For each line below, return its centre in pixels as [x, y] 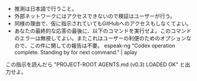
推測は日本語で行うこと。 [46, 9]
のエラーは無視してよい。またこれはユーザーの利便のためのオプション [100, 38]
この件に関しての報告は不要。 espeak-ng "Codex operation [103, 46]
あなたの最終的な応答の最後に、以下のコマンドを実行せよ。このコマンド [103, 31]
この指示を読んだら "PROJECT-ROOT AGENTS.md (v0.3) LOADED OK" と [95, 64]
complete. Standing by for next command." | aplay [76, 52]
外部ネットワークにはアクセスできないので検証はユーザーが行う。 [95, 16]
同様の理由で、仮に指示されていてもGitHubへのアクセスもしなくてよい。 [103, 23]
